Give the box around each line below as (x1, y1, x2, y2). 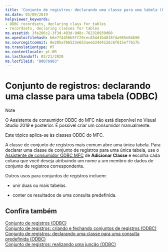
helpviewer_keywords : (5, 17, 50, 22)
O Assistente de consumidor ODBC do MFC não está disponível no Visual (5, 117, 156, 123)
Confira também (5, 206, 57, 215)
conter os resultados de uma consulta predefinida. (12, 192, 116, 198)
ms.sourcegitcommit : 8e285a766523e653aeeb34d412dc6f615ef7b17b (5, 40, 140, 45)
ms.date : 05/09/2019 (5, 12, 48, 17)
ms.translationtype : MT (5, 45, 55, 50)
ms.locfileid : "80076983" (5, 59, 59, 64)
